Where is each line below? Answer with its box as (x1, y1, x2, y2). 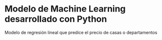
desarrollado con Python (4, 13, 107, 25)
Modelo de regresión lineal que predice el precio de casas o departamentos (4, 29, 158, 35)
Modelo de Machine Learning (4, 3, 126, 14)
